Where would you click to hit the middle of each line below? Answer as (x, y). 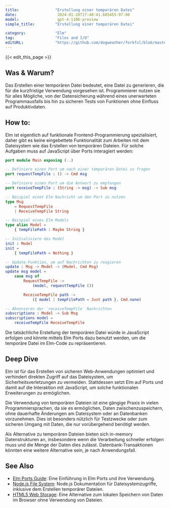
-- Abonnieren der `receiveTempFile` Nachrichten (59, 309)
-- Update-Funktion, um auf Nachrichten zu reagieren (63, 262)
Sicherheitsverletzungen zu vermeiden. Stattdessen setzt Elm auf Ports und (84, 382)
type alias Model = (26, 225)
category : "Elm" (36, 33)
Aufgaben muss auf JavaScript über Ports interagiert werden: (69, 151)
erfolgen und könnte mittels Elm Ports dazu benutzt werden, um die (75, 338)
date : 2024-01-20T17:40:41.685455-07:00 (68, 15)
